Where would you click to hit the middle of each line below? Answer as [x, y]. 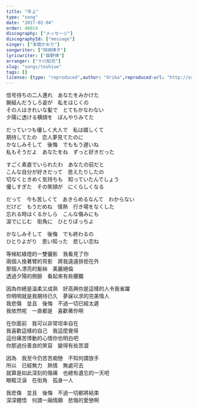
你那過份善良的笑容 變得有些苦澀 [47, 346]
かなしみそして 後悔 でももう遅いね [52, 145]
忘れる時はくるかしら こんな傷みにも [52, 214]
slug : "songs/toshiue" [34, 66]
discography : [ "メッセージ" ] [39, 34]
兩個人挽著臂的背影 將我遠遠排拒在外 [52, 261]
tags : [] [17, 72]
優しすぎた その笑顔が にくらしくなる [55, 187]
